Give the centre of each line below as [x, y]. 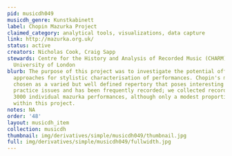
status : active [29, 46]
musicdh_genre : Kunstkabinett [51, 20]
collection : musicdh [37, 129]
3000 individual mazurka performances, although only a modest [106, 97]
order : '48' [24, 116]
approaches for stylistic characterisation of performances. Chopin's [117, 78]
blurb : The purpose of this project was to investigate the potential [111, 71]
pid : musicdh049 [30, 13]
